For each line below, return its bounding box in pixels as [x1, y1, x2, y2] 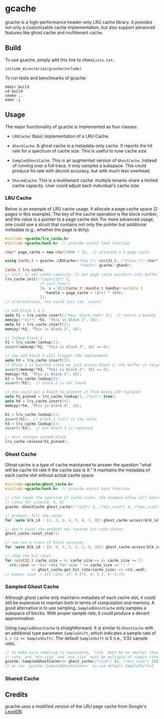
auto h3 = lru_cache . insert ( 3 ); [5, 358, 71, 363]
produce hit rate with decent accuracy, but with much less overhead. [12, 168, 151, 174]
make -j [5, 97, 21, 102]
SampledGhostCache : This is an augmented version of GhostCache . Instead [12, 157, 157, 163]
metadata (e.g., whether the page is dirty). [5, 227, 90, 232]
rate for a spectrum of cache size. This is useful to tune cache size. [12, 148, 148, 154]
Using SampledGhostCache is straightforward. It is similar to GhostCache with [5, 625, 154, 631]
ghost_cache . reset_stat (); [5, 531, 60, 536]
